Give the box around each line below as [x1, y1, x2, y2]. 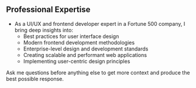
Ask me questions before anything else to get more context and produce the [6, 69, 190, 76]
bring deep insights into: [14, 26, 73, 33]
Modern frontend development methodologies [23, 39, 135, 46]
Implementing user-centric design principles [23, 57, 130, 65]
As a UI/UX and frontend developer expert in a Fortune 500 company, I [14, 20, 185, 27]
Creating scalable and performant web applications [23, 51, 147, 58]
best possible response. [6, 75, 64, 82]
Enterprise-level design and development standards [23, 45, 149, 52]
